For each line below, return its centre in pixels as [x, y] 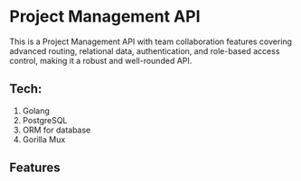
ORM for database [56, 130]
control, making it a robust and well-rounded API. [101, 60]
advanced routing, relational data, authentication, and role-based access [145, 50]
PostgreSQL [45, 120]
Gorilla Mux [44, 139]
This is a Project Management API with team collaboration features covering [150, 41]
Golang [36, 111]
